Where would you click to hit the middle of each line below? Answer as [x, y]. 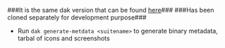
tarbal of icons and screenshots [64, 38]
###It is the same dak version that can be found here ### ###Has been [111, 10]
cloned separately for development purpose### [77, 17]
